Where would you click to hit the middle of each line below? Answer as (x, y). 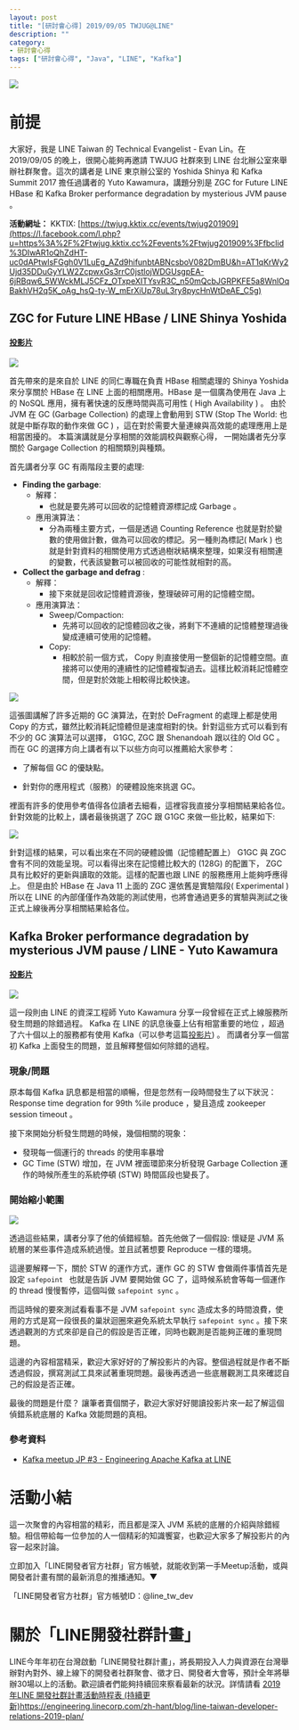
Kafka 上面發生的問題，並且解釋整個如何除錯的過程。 (117, 1046)
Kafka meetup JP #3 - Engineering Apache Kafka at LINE (126, 1460)
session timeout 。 (43, 1115)
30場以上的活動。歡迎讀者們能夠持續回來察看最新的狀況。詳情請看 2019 (149, 1684)
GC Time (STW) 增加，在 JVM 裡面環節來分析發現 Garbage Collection (150, 1164)
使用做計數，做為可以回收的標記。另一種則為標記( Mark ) (169, 540)
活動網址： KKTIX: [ (45, 223)
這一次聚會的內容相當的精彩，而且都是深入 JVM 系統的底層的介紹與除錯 (141, 1524)
